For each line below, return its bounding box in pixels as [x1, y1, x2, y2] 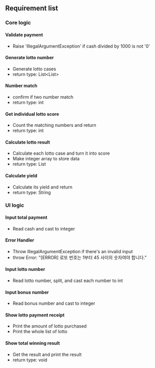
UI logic [5, 202, 24, 209]
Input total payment [5, 214, 47, 220]
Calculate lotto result [5, 139, 50, 145]
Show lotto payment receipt [5, 312, 65, 318]
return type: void [12, 356, 47, 363]
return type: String [12, 189, 51, 195]
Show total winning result [5, 340, 60, 346]
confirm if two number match [12, 94, 74, 100]
